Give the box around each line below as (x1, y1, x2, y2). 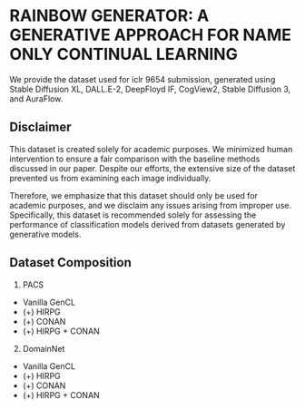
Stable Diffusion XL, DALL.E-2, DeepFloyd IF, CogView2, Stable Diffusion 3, (9, 83, 291, 94)
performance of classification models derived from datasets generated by (9, 219, 286, 229)
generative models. (9, 229, 82, 239)
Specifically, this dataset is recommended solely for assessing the (9, 209, 257, 220)
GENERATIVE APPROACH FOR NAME (9, 24, 292, 45)
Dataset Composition (9, 255, 132, 270)
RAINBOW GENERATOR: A (9, 5, 210, 26)
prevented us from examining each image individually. (9, 172, 212, 183)
